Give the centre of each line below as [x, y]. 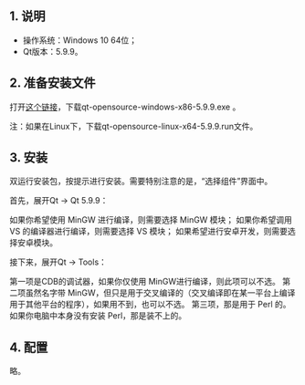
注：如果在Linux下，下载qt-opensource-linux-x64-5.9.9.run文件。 [134, 126]
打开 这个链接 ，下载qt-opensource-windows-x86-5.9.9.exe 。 [125, 107]
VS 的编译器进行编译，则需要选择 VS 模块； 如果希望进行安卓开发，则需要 [149, 232]
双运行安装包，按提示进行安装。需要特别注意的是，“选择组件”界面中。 [141, 182]
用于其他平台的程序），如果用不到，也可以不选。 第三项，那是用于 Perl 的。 [150, 305]
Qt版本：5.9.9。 [53, 51]
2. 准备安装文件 [53, 83]
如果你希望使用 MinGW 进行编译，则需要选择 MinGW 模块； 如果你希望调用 [151, 220]
